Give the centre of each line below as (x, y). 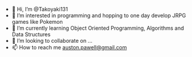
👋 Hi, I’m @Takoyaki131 (40, 9)
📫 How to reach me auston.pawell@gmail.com (69, 47)
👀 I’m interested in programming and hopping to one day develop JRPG (99, 15)
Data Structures (31, 34)
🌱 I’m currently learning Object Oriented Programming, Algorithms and (98, 28)
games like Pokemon (37, 22)
